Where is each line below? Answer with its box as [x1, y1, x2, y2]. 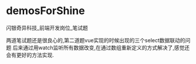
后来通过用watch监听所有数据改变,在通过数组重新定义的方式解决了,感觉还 [12, 44, 190, 51]
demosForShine [6, 4, 85, 18]
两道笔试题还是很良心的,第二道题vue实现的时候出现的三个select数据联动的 [6, 36, 186, 43]
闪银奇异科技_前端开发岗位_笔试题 [6, 24, 88, 31]
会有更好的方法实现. [6, 51, 55, 58]
